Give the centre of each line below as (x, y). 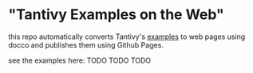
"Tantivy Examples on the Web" (117, 15)
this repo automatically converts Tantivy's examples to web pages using (127, 36)
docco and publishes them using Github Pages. (86, 44)
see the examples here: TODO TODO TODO (80, 60)
